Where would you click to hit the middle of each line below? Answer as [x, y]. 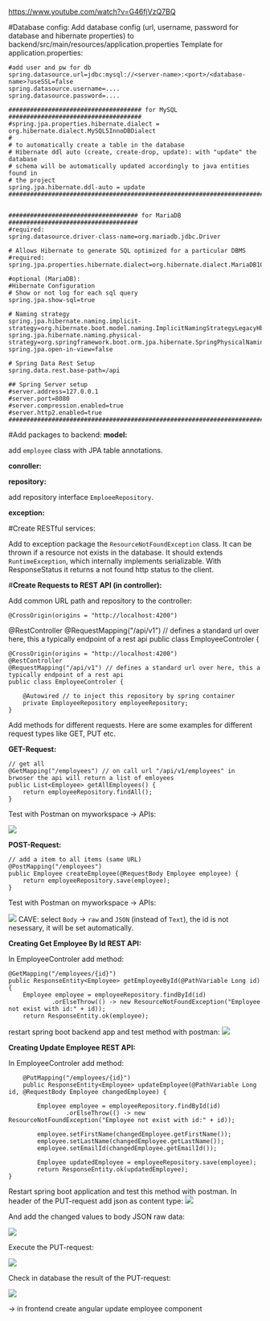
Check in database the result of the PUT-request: [90, 1278]
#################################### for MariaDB [95, 216]
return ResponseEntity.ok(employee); [86, 1016]
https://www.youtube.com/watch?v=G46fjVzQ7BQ [92, 12]
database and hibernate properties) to [71, 36]
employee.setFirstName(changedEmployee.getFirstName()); [134, 1134]
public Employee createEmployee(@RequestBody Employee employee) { [124, 873]
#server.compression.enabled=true [66, 406]
